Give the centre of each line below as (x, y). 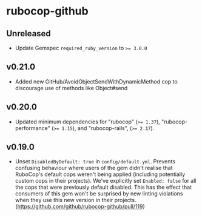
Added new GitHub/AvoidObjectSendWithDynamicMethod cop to (96, 81)
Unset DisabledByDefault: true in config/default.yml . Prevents (95, 162)
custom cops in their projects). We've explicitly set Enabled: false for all (106, 181)
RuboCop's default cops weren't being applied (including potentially (100, 174)
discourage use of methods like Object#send (71, 88)
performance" (32, 128)
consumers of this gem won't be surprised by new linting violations (99, 194)
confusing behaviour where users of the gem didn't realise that (94, 168)
